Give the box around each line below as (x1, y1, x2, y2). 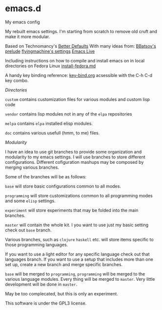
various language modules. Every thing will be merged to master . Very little (5, 276, 155, 282)
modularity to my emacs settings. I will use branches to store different (5, 154, 145, 160)
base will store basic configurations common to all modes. (5, 183, 121, 189)
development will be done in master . (5, 281, 77, 287)
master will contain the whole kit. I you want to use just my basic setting (5, 222, 149, 228)
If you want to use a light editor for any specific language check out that (5, 251, 150, 257)
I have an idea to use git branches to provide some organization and (5, 149, 142, 155)
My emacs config (5, 19, 40, 25)
